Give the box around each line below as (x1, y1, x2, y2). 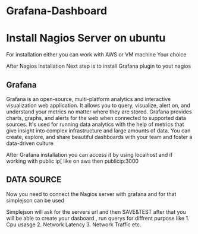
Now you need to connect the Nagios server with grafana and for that (6, 190, 177, 197)
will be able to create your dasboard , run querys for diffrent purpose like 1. (6, 214, 190, 222)
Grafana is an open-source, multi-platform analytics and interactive (6, 95, 171, 102)
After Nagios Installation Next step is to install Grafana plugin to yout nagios (6, 62, 191, 69)
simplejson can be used (6, 197, 64, 204)
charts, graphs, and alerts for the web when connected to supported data (6, 114, 186, 121)
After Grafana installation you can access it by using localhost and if (6, 151, 173, 158)
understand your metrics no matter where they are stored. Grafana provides (6, 108, 192, 115)
